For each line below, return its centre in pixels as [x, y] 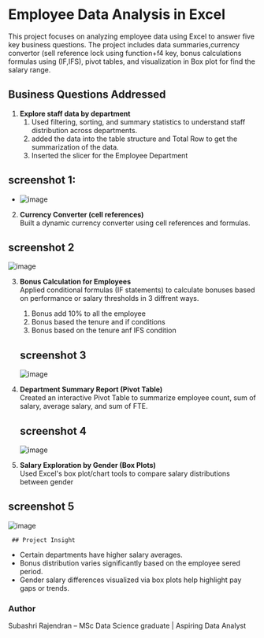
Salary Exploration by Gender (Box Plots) [87, 465]
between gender [46, 482]
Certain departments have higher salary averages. [101, 555]
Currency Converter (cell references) [82, 214]
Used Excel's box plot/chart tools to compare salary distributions [125, 473]
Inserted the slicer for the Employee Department [110, 155]
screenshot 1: [42, 180]
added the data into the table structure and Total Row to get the [134, 139]
